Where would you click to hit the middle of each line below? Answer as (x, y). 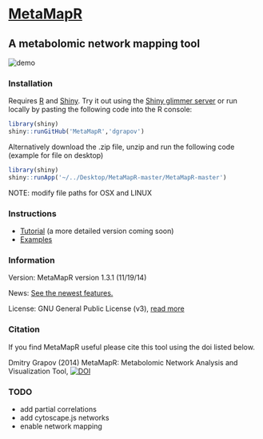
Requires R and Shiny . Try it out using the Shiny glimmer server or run (123, 101)
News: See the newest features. (61, 293)
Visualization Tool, (38, 371)
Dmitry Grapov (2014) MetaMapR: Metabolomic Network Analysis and (123, 362)
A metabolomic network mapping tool (104, 44)
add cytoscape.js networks (64, 417)
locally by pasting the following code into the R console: (100, 110)
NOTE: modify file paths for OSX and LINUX (80, 192)
